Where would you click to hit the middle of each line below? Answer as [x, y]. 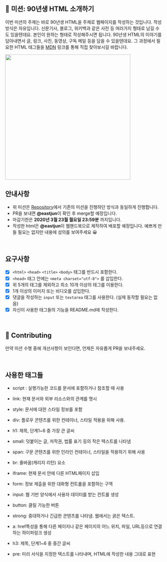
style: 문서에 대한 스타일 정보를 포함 [47, 409]
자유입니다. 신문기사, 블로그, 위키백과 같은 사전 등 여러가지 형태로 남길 [86, 28]
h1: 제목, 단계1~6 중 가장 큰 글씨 [43, 431]
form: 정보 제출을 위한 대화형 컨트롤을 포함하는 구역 [62, 484]
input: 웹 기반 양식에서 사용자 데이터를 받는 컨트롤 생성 [65, 494]
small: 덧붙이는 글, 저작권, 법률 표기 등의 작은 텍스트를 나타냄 [71, 441]
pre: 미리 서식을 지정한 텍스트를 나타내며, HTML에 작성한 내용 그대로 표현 [84, 554]
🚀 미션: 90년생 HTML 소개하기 [50, 9]
